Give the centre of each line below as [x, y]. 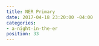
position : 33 [23, 34]
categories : [21, 23]
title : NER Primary [31, 12]
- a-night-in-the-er [32, 28]
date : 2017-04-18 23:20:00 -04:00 [50, 17]
